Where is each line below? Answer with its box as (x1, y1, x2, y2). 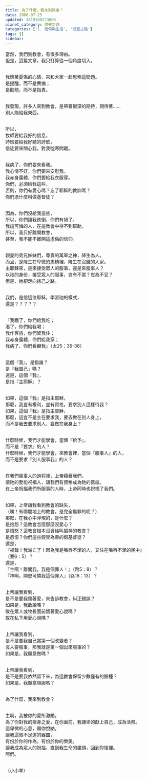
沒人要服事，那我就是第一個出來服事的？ (5, 644, 91, 650)
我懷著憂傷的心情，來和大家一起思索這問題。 (5, 74, 100, 80)
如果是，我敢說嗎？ (5, 602, 46, 608)
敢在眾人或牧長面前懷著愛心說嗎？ (5, 608, 77, 614)
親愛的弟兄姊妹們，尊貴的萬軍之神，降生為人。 (5, 252, 104, 258)
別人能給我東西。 (5, 109, 41, 116)
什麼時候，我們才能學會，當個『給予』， (5, 437, 89, 443)
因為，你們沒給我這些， (5, 210, 55, 216)
